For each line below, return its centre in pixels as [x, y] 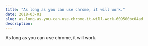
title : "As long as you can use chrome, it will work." [65, 10]
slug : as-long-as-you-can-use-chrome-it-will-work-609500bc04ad [74, 19]
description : [19, 24]
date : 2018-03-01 [23, 14]
